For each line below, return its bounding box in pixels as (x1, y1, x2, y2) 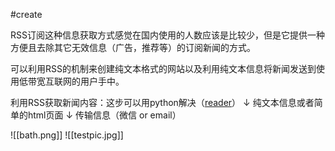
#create (10, 9, 43, 20)
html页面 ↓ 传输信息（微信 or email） (27, 109, 182, 121)
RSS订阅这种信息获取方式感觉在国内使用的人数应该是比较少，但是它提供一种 (10, 29, 325, 41)
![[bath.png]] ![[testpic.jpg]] (10, 129, 124, 141)
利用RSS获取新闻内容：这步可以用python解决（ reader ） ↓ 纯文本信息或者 (10, 97, 315, 108)
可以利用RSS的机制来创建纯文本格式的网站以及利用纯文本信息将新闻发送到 (10, 63, 317, 74)
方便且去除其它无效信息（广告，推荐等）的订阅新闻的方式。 (10, 42, 256, 53)
